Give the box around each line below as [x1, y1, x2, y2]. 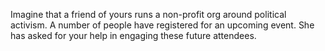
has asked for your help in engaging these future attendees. [10, 30, 257, 41]
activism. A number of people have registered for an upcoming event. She [10, 19, 315, 31]
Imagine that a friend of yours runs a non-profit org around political [10, 9, 287, 20]
